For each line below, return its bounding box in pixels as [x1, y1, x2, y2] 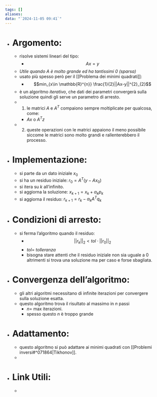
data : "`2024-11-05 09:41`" [5, 16, 62, 21]
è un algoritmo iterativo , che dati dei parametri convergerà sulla [19, 89, 147, 95]
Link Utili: [12, 371, 51, 382]
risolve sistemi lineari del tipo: [19, 53, 79, 59]
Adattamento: [12, 328, 70, 339]
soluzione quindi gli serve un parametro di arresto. [19, 94, 121, 100]
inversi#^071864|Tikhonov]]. [19, 349, 77, 355]
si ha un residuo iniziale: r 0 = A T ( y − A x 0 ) [19, 176, 102, 184]
